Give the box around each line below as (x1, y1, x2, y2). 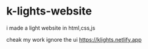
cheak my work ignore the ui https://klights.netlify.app (6, 36, 142, 43)
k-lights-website (6, 4, 93, 18)
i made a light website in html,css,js (6, 24, 96, 31)
